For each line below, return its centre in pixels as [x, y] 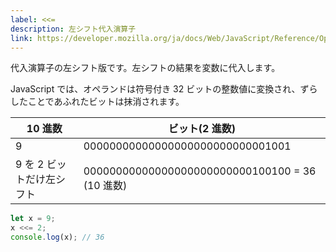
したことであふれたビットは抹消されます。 [97, 102]
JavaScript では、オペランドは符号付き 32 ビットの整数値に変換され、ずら [164, 89]
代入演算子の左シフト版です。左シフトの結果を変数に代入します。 [145, 68]
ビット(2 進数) [202, 129]
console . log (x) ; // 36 [57, 237]
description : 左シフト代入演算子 [73, 29]
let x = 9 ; [33, 219]
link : [21, 38]
